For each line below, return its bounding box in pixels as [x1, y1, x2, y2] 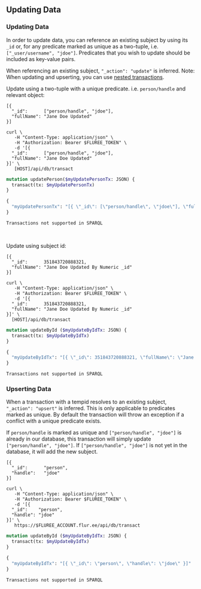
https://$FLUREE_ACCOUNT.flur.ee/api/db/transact [14, 523, 141, 529]
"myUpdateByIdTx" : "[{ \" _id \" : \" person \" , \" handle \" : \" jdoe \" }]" [11, 560, 191, 566]
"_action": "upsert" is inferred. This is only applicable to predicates [6, 405, 175, 412]
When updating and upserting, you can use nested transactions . [6, 73, 165, 80]
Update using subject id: [6, 242, 67, 249]
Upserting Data [6, 385, 51, 393]
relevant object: [6, 91, 45, 98]
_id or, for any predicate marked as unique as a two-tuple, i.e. [6, 42, 159, 50]
